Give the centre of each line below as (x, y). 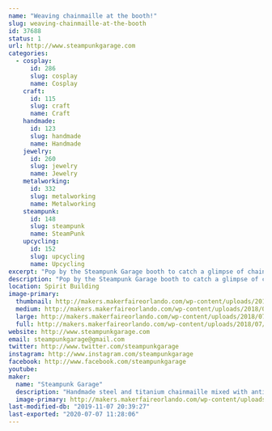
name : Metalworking (62, 204)
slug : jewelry (54, 167)
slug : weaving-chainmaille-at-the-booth (78, 23)
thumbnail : (34, 302)
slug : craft (50, 106)
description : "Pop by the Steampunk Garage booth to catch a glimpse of (134, 279)
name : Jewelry (54, 174)
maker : (19, 377)
